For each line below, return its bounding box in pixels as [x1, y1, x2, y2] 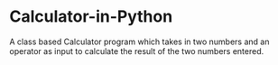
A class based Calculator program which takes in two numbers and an [9, 36, 270, 47]
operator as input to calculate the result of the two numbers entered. [9, 45, 264, 56]
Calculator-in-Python [9, 6, 173, 27]
